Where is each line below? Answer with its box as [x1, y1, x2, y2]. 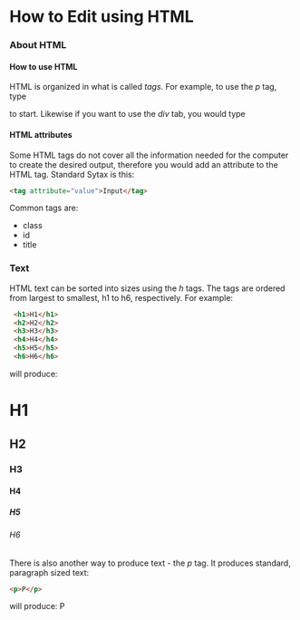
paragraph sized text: [9, 567, 90, 577]
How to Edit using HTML [9, 6, 195, 27]
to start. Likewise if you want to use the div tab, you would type [9, 109, 247, 120]
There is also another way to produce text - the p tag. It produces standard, [9, 557, 292, 568]
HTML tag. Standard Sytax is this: [9, 169, 135, 179]
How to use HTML [9, 61, 78, 72]
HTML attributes [9, 129, 73, 140]
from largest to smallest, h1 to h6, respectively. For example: [9, 292, 234, 303]
